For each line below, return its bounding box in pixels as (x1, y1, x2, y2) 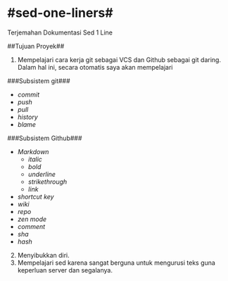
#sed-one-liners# (7, 5, 114, 21)
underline (27, 170, 56, 178)
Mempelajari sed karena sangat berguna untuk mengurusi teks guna (17, 258, 216, 267)
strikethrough (27, 177, 68, 186)
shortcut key (17, 192, 54, 201)
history (17, 113, 39, 121)
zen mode (17, 215, 47, 223)
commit (17, 90, 40, 99)
